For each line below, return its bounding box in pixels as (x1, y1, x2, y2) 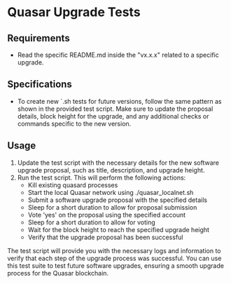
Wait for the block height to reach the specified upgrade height (27, 225, 210, 234)
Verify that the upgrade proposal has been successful (27, 233, 183, 241)
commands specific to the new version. (17, 119, 132, 128)
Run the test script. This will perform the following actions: (17, 173, 186, 182)
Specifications (7, 79, 72, 90)
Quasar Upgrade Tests (7, 4, 141, 20)
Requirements (7, 32, 70, 44)
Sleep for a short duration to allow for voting (27, 218, 155, 226)
